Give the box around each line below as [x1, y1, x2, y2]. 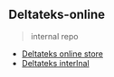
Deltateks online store [21, 48, 104, 59]
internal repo [30, 30, 79, 41]
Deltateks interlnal [21, 57, 90, 68]
